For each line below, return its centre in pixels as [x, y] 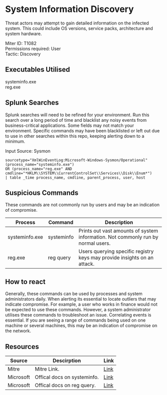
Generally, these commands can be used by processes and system [74, 294]
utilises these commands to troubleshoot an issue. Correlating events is [78, 315]
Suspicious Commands [42, 193]
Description [119, 222]
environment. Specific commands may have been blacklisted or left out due [83, 130]
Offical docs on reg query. [65, 385]
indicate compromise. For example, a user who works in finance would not [81, 304]
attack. [87, 264]
